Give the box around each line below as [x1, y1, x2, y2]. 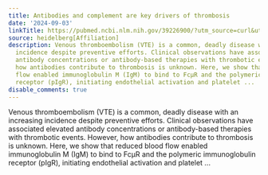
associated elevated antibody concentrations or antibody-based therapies [8, 124, 252, 134]
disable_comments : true [8, 85, 88, 94]
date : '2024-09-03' [8, 19, 73, 27]
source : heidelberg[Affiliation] [8, 33, 120, 42]
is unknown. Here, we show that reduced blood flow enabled [8, 141, 208, 151]
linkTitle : [8, 26, 45, 34]
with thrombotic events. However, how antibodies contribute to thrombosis [8, 133, 254, 142]
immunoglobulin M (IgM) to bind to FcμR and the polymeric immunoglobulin [8, 150, 257, 159]
